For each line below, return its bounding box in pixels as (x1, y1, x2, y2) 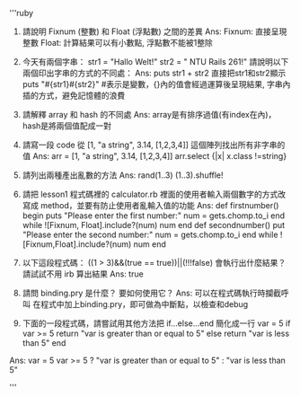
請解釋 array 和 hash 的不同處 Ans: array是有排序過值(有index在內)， (22, 110, 277, 119)
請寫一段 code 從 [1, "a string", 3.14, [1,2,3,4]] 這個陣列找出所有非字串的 (22, 139, 286, 150)
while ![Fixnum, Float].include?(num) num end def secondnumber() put (22, 220, 286, 230)
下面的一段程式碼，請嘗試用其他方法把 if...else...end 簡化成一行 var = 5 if (22, 318, 291, 329)
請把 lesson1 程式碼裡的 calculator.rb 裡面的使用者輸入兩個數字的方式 (22, 189, 278, 199)
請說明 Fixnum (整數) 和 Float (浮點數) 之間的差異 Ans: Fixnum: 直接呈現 (22, 26, 287, 37)
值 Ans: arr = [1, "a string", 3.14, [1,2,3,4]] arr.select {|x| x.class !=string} (22, 151, 287, 161)
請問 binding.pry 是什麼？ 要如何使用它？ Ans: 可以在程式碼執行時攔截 (22, 287, 281, 298)
